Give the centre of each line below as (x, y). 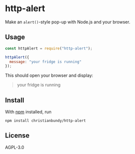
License (17, 136)
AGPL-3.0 (15, 147)
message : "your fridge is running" (46, 62)
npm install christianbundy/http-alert (46, 121)
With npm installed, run (28, 112)
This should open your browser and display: (49, 75)
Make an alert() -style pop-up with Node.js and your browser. (68, 22)
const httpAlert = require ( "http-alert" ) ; (49, 48)
